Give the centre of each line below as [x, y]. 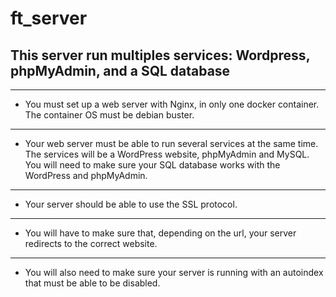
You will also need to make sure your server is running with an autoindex [174, 272]
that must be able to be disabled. [92, 283]
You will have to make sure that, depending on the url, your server [160, 233]
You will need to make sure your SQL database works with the [152, 165]
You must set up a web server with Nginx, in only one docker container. [172, 104]
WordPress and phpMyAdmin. [86, 175]
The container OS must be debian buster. [109, 115]
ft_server [49, 18]
